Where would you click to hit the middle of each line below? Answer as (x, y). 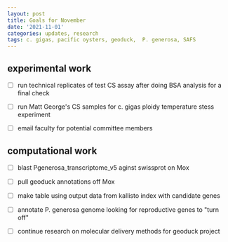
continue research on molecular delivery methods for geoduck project (119, 231)
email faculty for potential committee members (85, 128)
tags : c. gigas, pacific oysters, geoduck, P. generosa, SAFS (102, 40)
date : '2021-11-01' (36, 27)
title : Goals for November (47, 20)
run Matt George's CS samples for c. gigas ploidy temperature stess (116, 107)
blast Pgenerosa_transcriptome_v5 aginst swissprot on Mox (103, 167)
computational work (52, 150)
